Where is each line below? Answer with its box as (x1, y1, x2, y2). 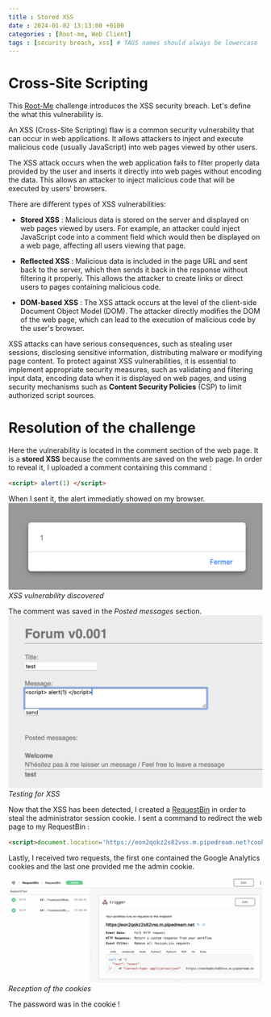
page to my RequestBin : (8, 822, 90, 831)
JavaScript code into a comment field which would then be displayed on (19, 232, 261, 242)
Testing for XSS (8, 789, 60, 799)
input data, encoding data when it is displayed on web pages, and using (8, 374, 248, 383)
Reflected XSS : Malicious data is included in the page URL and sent (19, 257, 248, 266)
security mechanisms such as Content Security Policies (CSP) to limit (8, 382, 242, 391)
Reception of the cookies (8, 984, 91, 994)
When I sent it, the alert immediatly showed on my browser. (8, 494, 206, 504)
